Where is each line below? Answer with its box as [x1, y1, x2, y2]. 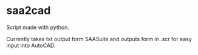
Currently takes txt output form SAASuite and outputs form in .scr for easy [6, 35, 193, 42]
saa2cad [6, 4, 51, 18]
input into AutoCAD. [6, 42, 56, 49]
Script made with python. [6, 24, 70, 31]
